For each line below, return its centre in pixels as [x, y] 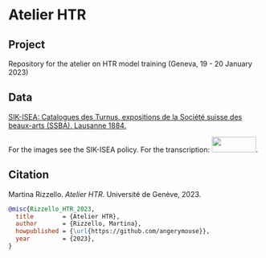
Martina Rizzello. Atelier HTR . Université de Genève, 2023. [105, 194]
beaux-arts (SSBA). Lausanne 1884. [68, 125]
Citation [29, 175]
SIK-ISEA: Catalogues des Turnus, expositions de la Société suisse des [125, 117]
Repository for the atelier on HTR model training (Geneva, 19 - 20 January [131, 63]
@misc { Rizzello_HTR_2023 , [51, 209]
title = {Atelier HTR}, [68, 216]
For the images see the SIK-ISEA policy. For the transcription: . [133, 149]
